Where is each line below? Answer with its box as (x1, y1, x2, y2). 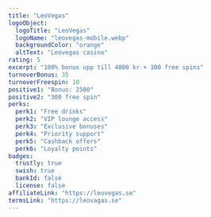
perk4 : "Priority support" (15, 130, 105, 138)
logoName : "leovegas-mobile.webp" (15, 33, 129, 42)
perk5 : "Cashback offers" (15, 137, 102, 145)
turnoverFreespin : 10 (8, 78, 80, 86)
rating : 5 (8, 56, 41, 64)
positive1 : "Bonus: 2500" (8, 85, 94, 94)
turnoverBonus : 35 (8, 71, 69, 79)
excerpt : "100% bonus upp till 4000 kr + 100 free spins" (8, 64, 204, 72)
